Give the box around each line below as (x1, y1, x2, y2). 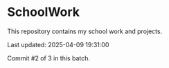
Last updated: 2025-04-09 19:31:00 (7, 40, 109, 49)
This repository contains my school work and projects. (7, 27, 163, 35)
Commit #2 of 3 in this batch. (7, 53, 90, 62)
